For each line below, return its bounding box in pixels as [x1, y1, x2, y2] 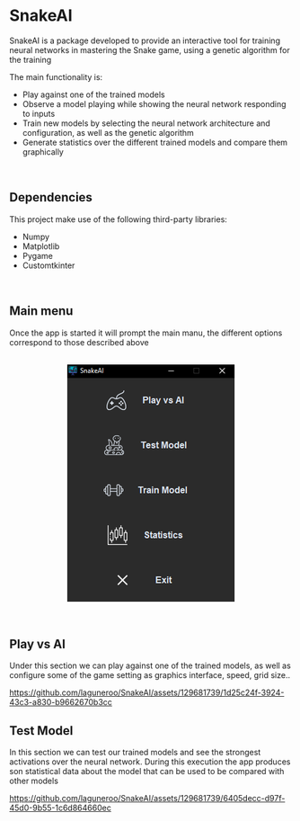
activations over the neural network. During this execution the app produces [9, 756, 291, 767]
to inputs [22, 108, 56, 119]
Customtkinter [22, 260, 75, 271]
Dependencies [9, 190, 93, 205]
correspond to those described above [9, 336, 150, 347]
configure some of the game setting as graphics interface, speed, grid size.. [9, 670, 291, 681]
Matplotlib [22, 240, 60, 252]
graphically [22, 146, 65, 157]
